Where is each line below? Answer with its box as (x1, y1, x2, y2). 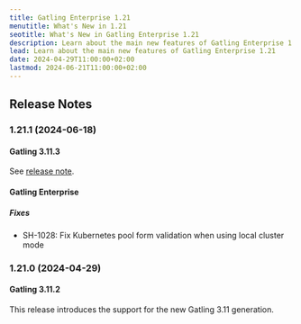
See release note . (9, 166, 75, 176)
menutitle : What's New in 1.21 (9, 22, 127, 31)
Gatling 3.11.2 (9, 284, 60, 295)
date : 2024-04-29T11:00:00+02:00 (9, 55, 135, 64)
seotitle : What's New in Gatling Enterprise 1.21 (9, 30, 200, 39)
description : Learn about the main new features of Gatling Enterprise (9, 38, 284, 48)
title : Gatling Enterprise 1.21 (9, 13, 131, 22)
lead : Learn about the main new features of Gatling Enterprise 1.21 (9, 47, 277, 56)
